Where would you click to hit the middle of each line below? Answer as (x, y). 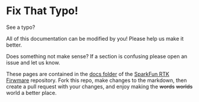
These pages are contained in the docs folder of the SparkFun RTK (88, 74)
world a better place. (31, 93)
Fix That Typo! (42, 11)
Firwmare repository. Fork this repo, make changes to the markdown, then (97, 80)
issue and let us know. (33, 62)
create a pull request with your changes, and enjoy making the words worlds (99, 86)
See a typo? (21, 27)
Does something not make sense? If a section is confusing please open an (97, 56)
